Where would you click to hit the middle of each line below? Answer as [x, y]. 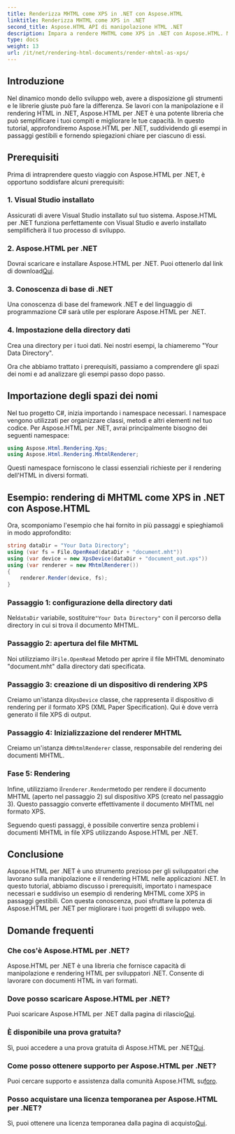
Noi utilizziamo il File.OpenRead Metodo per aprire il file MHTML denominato [116, 659]
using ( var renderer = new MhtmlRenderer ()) [73, 565]
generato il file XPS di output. [49, 715]
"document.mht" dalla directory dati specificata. [76, 666]
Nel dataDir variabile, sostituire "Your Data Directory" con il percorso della [114, 618]
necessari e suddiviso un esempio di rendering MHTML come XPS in [106, 893]
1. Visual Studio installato [51, 200]
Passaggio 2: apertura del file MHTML [73, 644]
